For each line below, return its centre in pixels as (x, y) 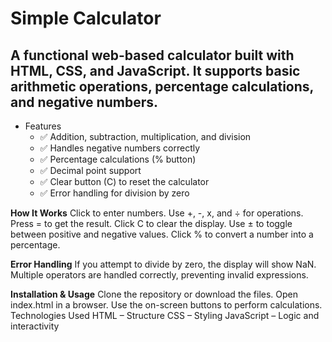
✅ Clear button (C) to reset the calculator (124, 181)
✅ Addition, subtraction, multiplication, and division (145, 136)
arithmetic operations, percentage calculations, (162, 86)
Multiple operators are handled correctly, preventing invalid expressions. (159, 275)
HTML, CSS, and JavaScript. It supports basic (155, 70)
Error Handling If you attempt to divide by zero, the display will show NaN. (163, 264)
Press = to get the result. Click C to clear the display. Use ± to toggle (151, 223)
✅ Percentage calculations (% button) (118, 159)
